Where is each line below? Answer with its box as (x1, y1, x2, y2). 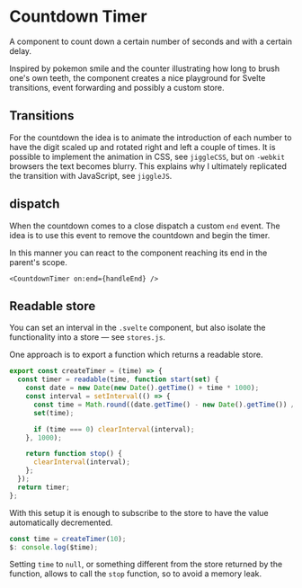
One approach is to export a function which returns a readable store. (9, 349, 263, 361)
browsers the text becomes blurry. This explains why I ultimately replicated (9, 160, 288, 172)
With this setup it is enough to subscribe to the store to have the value (9, 507, 269, 518)
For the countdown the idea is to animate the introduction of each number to (9, 132, 292, 143)
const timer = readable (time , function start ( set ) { (17, 375, 219, 384)
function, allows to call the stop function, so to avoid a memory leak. (9, 568, 262, 579)
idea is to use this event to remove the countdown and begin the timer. (9, 229, 271, 240)
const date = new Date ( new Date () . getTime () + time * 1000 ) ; (25, 384, 260, 393)
